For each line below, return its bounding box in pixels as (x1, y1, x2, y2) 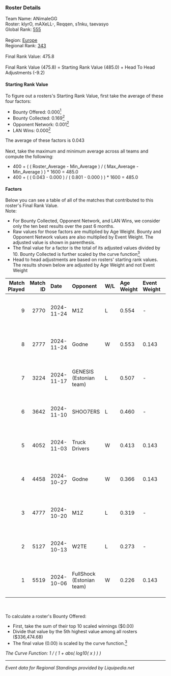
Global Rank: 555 (5, 26, 41, 33)
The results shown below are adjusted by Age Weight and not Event (12, 261, 155, 268)
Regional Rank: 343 (5, 43, 46, 49)
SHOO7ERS (72, 408, 100, 415)
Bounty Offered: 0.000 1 (12, 108, 62, 115)
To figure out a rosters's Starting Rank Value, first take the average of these (5, 93, 164, 99)
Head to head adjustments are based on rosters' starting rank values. (12, 256, 158, 262)
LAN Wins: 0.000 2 (12, 127, 51, 134)
